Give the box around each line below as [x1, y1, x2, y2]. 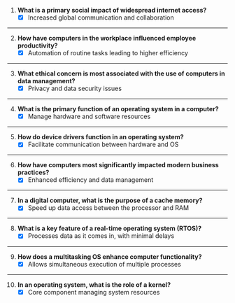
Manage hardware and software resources [27, 112, 151, 121]
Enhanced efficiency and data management [27, 176, 154, 184]
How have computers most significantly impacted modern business [17, 161, 219, 169]
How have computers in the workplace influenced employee [17, 34, 197, 43]
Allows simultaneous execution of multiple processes [27, 260, 182, 268]
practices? [17, 168, 50, 177]
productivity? [17, 41, 58, 50]
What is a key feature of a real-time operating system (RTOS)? [17, 224, 202, 233]
